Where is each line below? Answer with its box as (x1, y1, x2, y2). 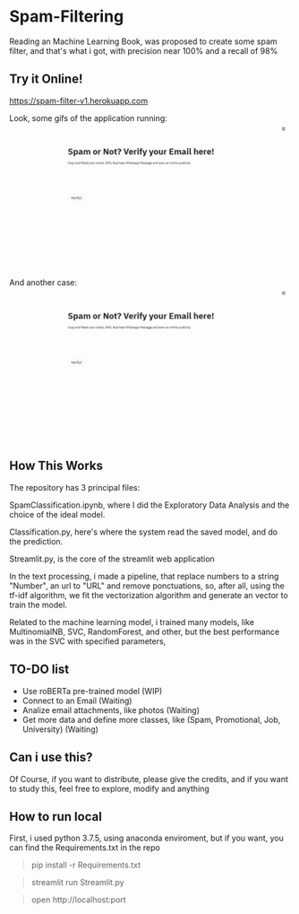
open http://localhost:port (30, 894, 127, 905)
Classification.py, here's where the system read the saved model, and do (9, 527, 278, 537)
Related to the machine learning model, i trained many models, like (9, 616, 255, 627)
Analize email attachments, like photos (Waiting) (21, 704, 200, 715)
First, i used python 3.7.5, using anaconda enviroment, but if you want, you (9, 832, 284, 844)
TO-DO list (9, 662, 70, 677)
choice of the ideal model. (9, 509, 106, 519)
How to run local (9, 809, 103, 824)
